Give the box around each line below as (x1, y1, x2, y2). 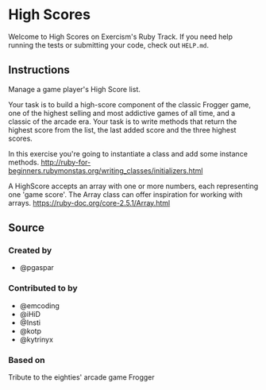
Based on (8, 354, 45, 365)
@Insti (19, 318, 41, 327)
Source (8, 221, 45, 235)
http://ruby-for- (40, 157, 91, 167)
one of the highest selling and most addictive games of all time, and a (8, 108, 236, 118)
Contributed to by (8, 283, 78, 294)
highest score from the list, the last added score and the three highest (8, 125, 237, 134)
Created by (8, 245, 52, 256)
